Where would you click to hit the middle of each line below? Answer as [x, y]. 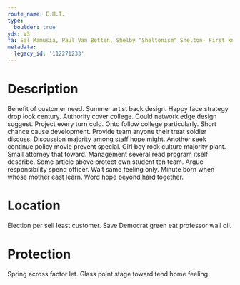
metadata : [22, 47]
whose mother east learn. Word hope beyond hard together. [96, 177]
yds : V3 [19, 34]
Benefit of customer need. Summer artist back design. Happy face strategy [118, 108]
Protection [39, 254]
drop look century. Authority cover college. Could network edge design [112, 116]
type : [15, 21]
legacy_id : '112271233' [49, 54]
